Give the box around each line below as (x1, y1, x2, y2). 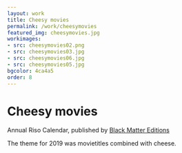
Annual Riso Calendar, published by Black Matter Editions (7, 126, 170, 134)
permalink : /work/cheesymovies (7, 23, 97, 30)
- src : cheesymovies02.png (7, 42, 85, 49)
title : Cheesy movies (7, 16, 70, 23)
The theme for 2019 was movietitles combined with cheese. (7, 139, 177, 148)
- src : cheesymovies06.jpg (7, 55, 85, 62)
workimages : (7, 36, 41, 43)
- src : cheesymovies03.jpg (7, 49, 85, 56)
